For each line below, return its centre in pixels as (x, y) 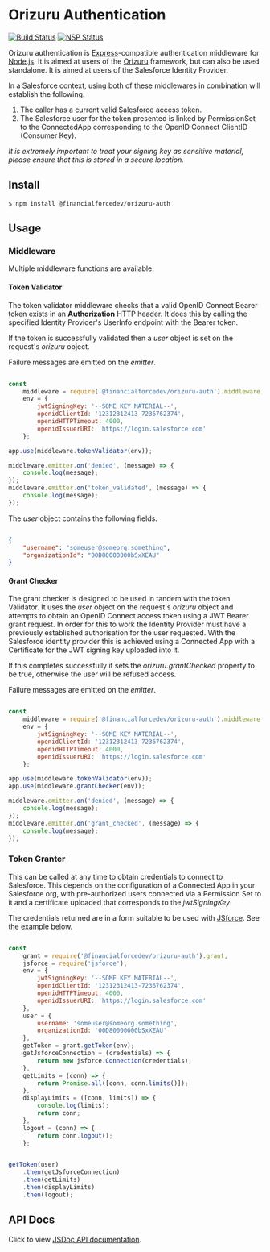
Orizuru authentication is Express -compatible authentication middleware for (134, 52)
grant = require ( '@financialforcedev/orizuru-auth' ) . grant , (125, 956)
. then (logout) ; (48, 1195)
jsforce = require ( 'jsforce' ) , (75, 963)
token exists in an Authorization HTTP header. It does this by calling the (128, 314)
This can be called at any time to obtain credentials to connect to (116, 876)
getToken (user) (34, 1165)
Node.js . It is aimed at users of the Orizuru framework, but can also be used (134, 61)
